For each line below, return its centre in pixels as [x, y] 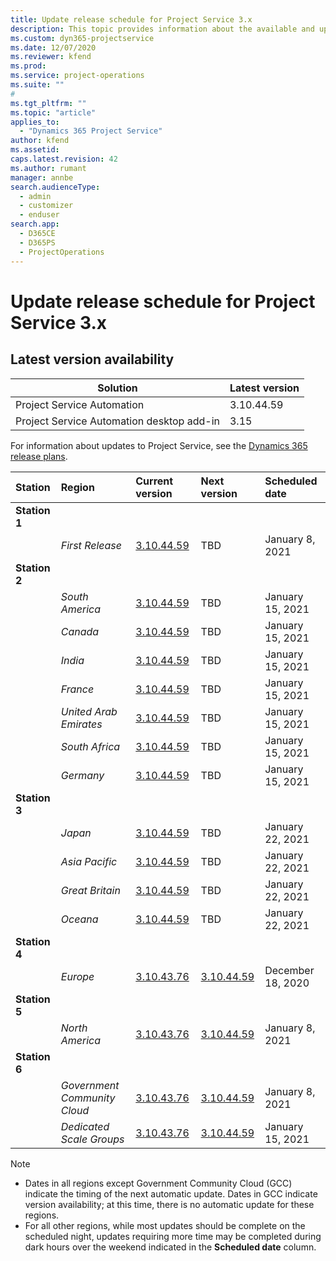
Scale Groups [92, 1139]
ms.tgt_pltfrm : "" [48, 103]
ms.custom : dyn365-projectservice [82, 38]
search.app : [35, 224]
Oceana [79, 919]
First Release [91, 545]
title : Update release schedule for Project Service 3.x [131, 19]
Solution [117, 388]
